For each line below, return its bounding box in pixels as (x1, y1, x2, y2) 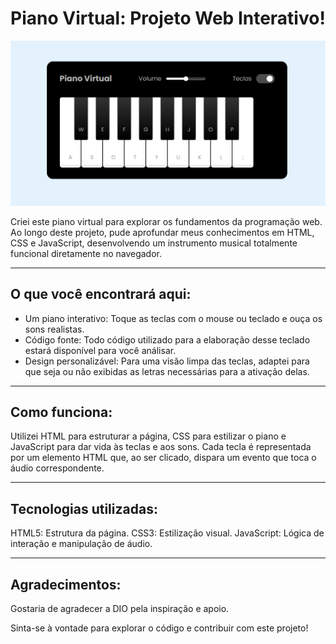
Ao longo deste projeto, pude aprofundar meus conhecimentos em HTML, (10, 226, 315, 238)
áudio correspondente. (10, 462, 105, 474)
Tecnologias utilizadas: (10, 500, 158, 517)
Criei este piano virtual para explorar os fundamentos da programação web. (10, 215, 323, 227)
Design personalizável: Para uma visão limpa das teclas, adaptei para (24, 355, 310, 367)
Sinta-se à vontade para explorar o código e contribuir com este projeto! (10, 622, 309, 634)
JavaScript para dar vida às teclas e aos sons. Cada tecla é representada (10, 441, 312, 453)
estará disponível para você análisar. (24, 344, 177, 356)
